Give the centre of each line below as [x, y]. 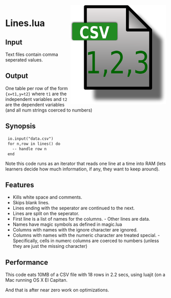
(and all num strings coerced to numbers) [49, 110]
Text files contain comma [32, 54]
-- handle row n [29, 149]
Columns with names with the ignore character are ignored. [75, 230]
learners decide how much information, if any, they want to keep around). [82, 169]
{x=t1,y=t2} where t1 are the [36, 94]
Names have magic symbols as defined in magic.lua [67, 224]
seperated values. [24, 60]
